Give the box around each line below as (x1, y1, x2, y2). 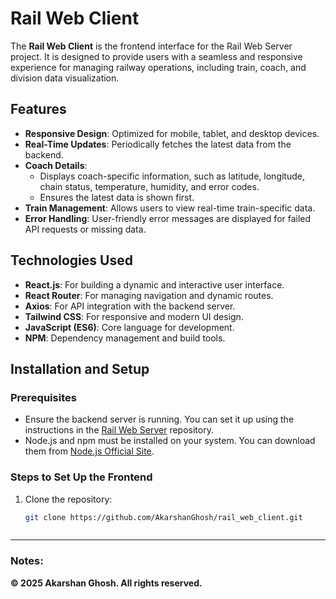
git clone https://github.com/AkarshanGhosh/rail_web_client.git (24, 512, 303, 522)
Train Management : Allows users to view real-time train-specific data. (24, 202, 316, 214)
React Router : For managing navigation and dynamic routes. (24, 289, 274, 301)
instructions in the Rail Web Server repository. (24, 424, 214, 436)
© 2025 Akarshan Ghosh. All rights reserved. (10, 577, 203, 589)
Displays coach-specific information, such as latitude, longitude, (39, 170, 305, 182)
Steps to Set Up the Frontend (10, 470, 153, 484)
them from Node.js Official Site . (24, 445, 155, 457)
